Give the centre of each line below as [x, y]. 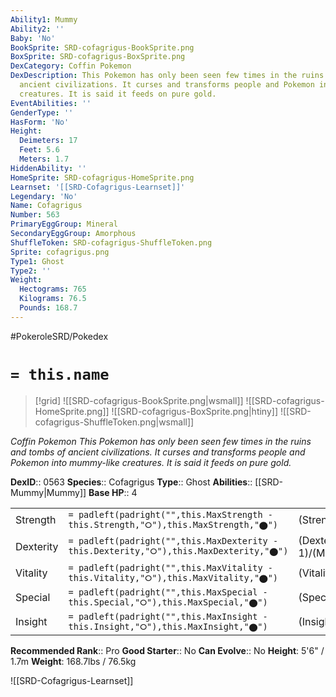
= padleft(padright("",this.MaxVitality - [170, 567]
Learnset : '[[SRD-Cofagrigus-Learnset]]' [98, 187]
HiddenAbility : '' [48, 168]
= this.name [60, 374]
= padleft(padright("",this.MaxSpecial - [168, 592]
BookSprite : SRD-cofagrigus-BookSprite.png [102, 47]
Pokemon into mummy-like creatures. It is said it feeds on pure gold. [151, 462]
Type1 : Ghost [37, 261]
